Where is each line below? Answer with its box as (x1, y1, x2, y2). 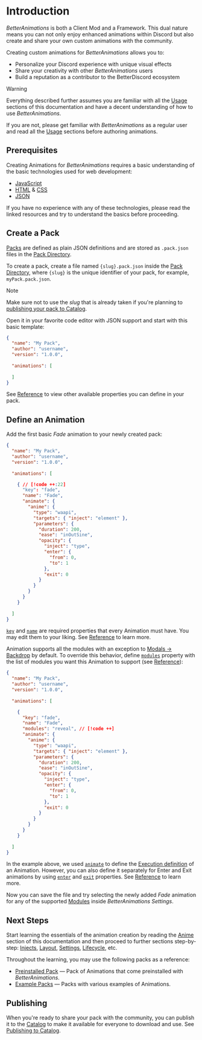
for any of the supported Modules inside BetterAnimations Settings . (6, 898, 174, 905)
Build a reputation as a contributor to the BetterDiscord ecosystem (14, 73, 180, 80)
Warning (6, 85, 27, 92)
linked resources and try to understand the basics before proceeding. (6, 210, 179, 218)
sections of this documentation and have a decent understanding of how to (6, 103, 194, 110)
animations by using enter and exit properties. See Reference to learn (6, 873, 181, 880)
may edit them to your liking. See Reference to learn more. (6, 634, 151, 641)
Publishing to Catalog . (6, 1027, 62, 1034)
